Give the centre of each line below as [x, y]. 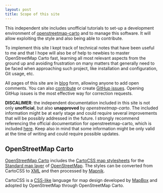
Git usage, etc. [20, 73]
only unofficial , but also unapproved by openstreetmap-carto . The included [81, 108]
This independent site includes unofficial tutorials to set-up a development [80, 28]
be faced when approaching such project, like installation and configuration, [81, 68]
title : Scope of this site [32, 14]
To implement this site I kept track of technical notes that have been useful [80, 48]
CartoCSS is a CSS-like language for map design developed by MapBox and [81, 180]
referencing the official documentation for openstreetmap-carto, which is [78, 123]
